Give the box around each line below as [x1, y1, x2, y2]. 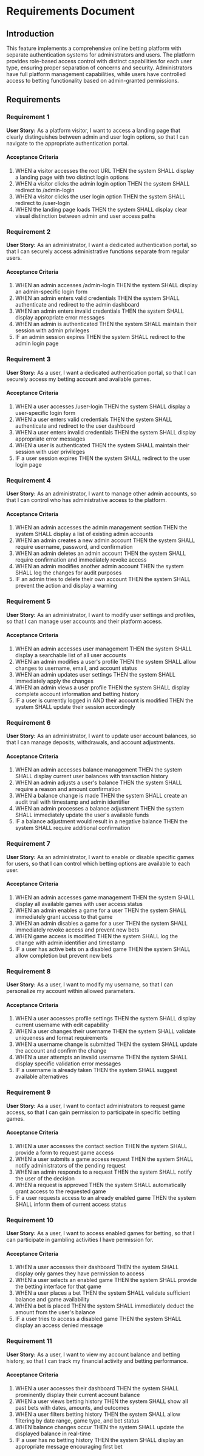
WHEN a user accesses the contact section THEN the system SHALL [15, 1142, 188, 1149]
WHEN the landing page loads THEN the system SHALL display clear [15, 206, 188, 213]
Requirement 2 [6, 227, 51, 235]
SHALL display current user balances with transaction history [15, 773, 169, 780]
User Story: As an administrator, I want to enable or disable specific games [6, 853, 194, 860]
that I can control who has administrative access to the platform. [6, 496, 167, 504]
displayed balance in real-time [15, 1430, 91, 1437]
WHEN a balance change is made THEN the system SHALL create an [15, 792, 188, 799]
